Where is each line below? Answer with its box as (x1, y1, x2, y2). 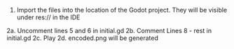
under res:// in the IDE (16, 13, 81, 21)
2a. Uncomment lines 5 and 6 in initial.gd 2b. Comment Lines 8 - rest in (6, 27, 212, 35)
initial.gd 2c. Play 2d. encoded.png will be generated (6, 34, 159, 42)
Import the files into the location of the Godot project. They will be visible (16, 6, 228, 14)
